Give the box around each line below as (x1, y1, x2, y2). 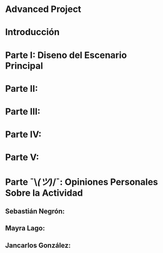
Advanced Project (5, 4, 81, 15)
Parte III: (5, 106, 41, 117)
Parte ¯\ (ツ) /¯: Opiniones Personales (5, 176, 158, 187)
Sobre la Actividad (5, 187, 83, 198)
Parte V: (5, 152, 39, 163)
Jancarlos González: (5, 241, 71, 249)
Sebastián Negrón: (5, 207, 65, 215)
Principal (5, 60, 43, 71)
